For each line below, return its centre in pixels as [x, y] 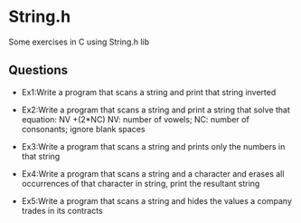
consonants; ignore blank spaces [83, 129]
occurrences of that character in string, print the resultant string [141, 183]
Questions [38, 70]
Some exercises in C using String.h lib [79, 42]
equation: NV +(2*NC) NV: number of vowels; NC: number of [135, 119]
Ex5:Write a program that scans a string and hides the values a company [157, 200]
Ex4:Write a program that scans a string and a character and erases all [153, 173]
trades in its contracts [62, 210]
